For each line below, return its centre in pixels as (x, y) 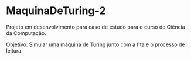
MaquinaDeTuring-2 (56, 11)
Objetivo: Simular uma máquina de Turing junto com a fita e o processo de (96, 44)
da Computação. (26, 33)
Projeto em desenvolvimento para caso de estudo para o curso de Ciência (96, 27)
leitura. (14, 50)
